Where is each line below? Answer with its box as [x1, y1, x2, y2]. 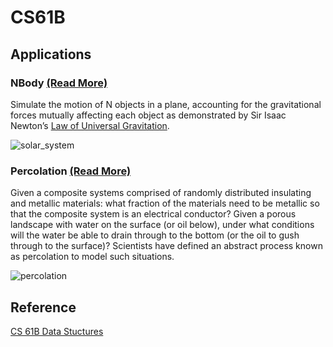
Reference [10, 299, 77, 316]
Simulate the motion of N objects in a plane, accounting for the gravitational [10, 98, 322, 110]
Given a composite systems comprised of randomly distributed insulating [10, 187, 312, 199]
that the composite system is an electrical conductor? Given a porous [10, 208, 297, 220]
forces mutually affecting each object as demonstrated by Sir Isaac [10, 109, 287, 121]
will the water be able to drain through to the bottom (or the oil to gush [10, 229, 300, 241]
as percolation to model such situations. [10, 251, 175, 263]
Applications [10, 46, 92, 63]
